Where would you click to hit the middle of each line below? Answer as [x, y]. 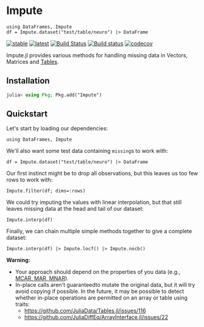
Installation [28, 81]
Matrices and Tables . [33, 62]
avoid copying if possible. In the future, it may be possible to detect [100, 291]
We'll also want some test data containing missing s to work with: [87, 151]
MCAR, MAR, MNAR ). [42, 278]
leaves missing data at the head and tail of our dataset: [75, 209]
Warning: [18, 260]
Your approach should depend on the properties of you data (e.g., [98, 272]
